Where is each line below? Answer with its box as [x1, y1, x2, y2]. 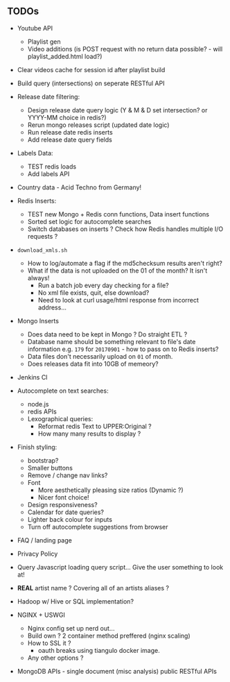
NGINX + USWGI [17, 611, 66, 619]
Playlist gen [27, 37, 61, 46]
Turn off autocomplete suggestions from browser [27, 522, 168, 531]
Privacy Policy [17, 549, 58, 558]
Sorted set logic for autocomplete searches [27, 217, 152, 225]
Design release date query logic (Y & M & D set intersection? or [27, 105, 208, 114]
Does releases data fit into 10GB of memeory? [27, 359, 159, 368]
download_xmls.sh [17, 246, 68, 254]
